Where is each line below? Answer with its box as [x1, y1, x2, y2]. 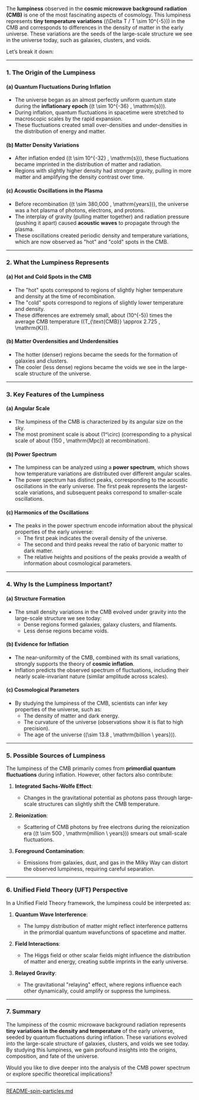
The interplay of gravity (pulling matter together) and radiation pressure [14, 213, 190, 220]
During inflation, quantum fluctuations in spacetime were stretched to [14, 109, 185, 116]
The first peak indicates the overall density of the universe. [23, 535, 168, 542]
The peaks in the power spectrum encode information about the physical [14, 522, 193, 529]
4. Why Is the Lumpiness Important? [6, 580, 113, 589]
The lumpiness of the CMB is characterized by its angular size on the [14, 418, 184, 425]
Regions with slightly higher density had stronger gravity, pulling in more [14, 167, 192, 174]
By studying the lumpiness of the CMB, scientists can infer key [14, 700, 168, 707]
